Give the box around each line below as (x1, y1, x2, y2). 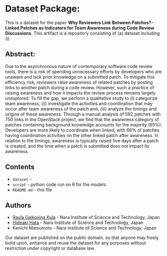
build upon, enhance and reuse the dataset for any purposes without (5, 240, 146, 246)
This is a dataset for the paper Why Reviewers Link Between (5, 19, 131, 25)
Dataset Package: (5, 3, 80, 14)
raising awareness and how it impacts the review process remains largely (5, 89, 156, 95)
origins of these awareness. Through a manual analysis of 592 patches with (5, 111, 161, 117)
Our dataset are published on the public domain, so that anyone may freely (5, 234, 159, 240)
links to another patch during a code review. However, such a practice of (5, 84, 155, 90)
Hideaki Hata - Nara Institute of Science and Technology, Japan (12, 219, 144, 225)
